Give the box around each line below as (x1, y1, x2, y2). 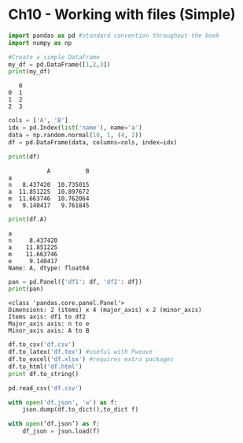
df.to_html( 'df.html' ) (8, 363, 83, 370)
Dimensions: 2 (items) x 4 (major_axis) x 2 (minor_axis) (8, 306, 202, 315)
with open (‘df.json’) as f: (8, 420, 101, 428)
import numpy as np (8, 39, 72, 47)
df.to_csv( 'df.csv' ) (8, 341, 76, 348)
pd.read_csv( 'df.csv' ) (8, 384, 83, 392)
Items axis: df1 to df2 (8, 313, 87, 321)
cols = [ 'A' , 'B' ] (8, 117, 68, 125)
